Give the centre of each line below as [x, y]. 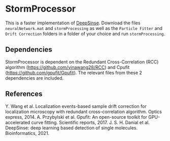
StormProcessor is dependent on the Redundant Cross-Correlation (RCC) [82, 62]
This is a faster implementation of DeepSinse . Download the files [73, 23]
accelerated [18, 122]
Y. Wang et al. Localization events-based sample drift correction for [76, 106]
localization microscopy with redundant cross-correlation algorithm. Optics [84, 112]
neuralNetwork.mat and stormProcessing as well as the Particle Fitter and [84, 28]
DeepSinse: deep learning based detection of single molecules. [72, 128]
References [24, 94]
